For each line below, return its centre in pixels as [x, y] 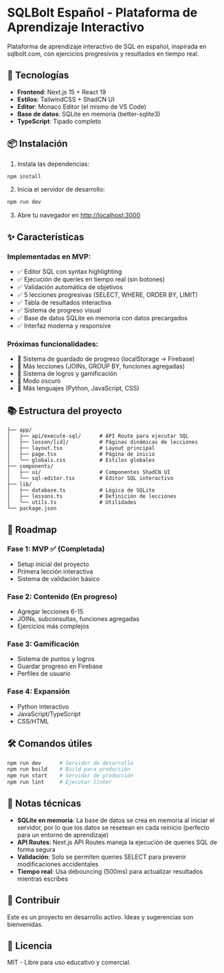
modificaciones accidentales [58, 864]
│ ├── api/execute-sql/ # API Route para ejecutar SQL [98, 436]
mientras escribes [43, 879]
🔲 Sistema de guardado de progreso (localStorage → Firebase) [106, 359]
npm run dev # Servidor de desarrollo [70, 763]
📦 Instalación [37, 144]
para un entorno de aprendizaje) [63, 835]
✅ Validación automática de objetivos [70, 287]
